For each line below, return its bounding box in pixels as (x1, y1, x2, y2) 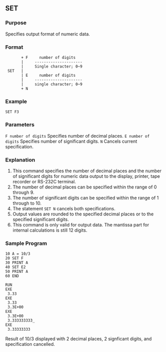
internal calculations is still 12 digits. (12, 227, 88, 233)
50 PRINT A (5, 269, 28, 274)
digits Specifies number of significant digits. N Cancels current (5, 138, 138, 144)
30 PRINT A (5, 260, 28, 266)
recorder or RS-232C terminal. (12, 178, 76, 184)
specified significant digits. (12, 216, 69, 222)
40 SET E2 (5, 265, 26, 270)
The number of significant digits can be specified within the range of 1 (12, 195, 159, 201)
